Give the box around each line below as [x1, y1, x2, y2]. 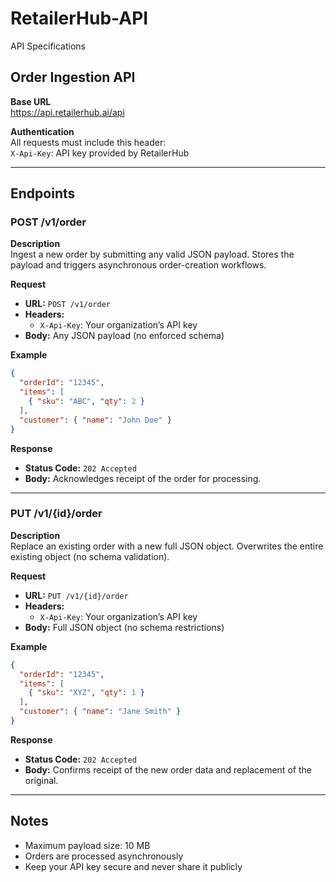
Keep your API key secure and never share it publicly [24, 860, 243, 872]
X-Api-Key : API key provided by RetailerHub [10, 147, 190, 159]
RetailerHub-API [10, 7, 149, 30]
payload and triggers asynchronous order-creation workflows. [10, 259, 267, 271]
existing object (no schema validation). [10, 550, 170, 562]
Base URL [10, 95, 52, 107]
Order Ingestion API [10, 69, 136, 86]
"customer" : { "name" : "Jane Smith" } [19, 707, 182, 717]
